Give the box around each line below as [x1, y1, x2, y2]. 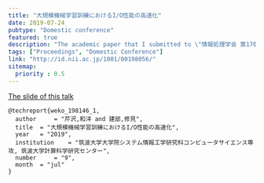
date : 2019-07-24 [8, 19, 65, 27]
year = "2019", [15, 130, 72, 138]
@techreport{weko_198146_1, [8, 107, 101, 115]
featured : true [8, 33, 58, 42]
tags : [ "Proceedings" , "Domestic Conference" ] [8, 48, 163, 56]
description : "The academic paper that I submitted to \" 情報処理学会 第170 [8, 41, 257, 49]
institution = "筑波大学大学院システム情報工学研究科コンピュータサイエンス [15, 138, 248, 146]
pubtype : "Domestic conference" [8, 26, 114, 34]
